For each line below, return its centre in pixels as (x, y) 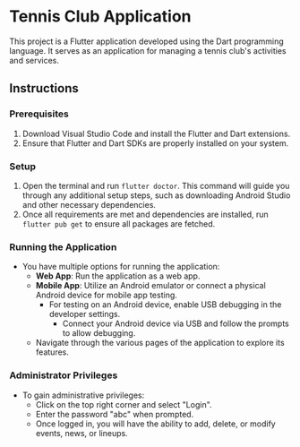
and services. (34, 60)
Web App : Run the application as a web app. (118, 276)
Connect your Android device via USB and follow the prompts (176, 323)
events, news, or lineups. (81, 433)
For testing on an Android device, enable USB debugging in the (165, 305)
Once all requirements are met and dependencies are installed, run (145, 214)
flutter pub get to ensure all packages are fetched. (119, 223)
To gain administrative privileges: (83, 395)
